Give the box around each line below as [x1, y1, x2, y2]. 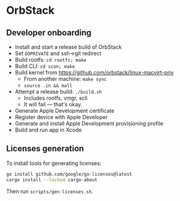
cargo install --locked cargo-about [6, 176, 97, 183]
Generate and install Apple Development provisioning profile [14, 120, 163, 127]
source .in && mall [23, 83, 73, 89]
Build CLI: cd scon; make [14, 62, 75, 70]
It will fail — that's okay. [23, 101, 83, 108]
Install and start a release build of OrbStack [14, 43, 122, 50]
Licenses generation [6, 143, 84, 154]
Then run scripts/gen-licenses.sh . [6, 187, 94, 195]
